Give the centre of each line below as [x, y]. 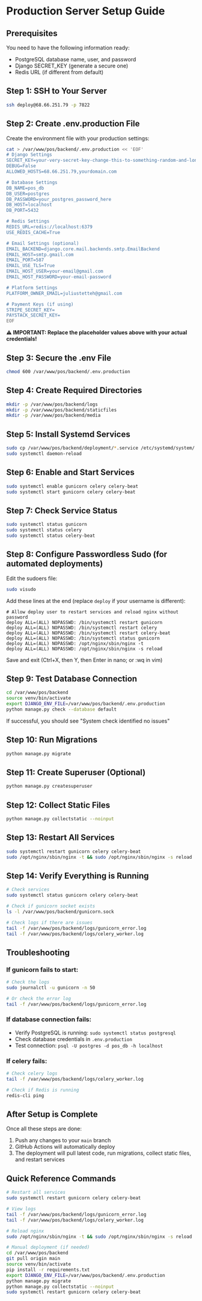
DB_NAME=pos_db [25, 188]
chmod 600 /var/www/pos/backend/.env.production [68, 371]
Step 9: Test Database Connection [72, 678]
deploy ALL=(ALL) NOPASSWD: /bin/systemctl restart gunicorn [84, 622]
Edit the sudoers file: [32, 578]
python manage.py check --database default [62, 709]
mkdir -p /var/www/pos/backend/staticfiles [62, 410]
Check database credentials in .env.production [73, 1039]
